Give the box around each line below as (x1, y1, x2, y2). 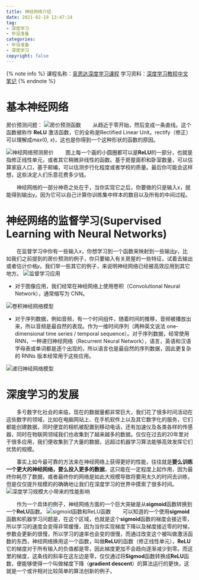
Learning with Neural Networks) (6, 227, 167, 241)
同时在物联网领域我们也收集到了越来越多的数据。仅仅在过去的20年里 (16, 431, 184, 438)
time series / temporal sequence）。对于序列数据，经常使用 (46, 330, 190, 337)
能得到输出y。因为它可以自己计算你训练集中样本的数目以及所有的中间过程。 (6, 191, 191, 198)
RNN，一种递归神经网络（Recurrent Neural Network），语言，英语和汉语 (14, 337, 191, 345)
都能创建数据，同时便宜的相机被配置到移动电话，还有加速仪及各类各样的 (6, 423, 182, 431)
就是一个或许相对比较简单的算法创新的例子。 (6, 568, 115, 575)
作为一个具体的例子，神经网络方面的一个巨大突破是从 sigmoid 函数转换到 (16, 500, 192, 508)
